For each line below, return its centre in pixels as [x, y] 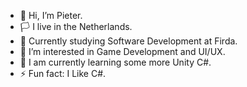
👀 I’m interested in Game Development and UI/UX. [122, 51]
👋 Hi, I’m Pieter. [51, 15]
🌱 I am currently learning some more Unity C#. [115, 62]
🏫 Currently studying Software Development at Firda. [128, 41]
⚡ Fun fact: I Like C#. [63, 73]
